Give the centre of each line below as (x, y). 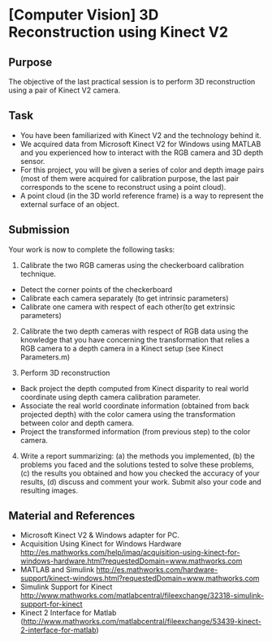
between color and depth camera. (77, 423)
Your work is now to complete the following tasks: (92, 249)
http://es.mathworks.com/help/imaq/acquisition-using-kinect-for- (130, 553)
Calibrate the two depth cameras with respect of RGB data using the (134, 331)
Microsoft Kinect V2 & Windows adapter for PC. (100, 535)
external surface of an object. (69, 204)
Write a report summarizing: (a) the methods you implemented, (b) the (138, 455)
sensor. (32, 161)
